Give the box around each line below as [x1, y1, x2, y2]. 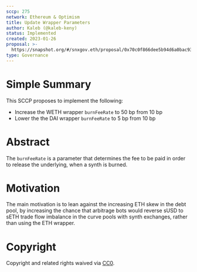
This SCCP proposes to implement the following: [6, 97, 123, 104]
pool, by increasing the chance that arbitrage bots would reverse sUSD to [6, 207, 184, 214]
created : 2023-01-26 [6, 36, 57, 42]
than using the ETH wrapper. [6, 220, 75, 227]
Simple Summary [6, 78, 91, 91]
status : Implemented [6, 31, 57, 36]
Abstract [6, 135, 50, 149]
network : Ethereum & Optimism [6, 14, 80, 20]
